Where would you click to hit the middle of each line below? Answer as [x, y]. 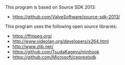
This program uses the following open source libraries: [61, 26]
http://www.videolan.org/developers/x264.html [61, 41]
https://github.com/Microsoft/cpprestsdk [54, 57]
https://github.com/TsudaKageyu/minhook [56, 52]
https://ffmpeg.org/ [32, 36]
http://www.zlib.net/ [33, 46]
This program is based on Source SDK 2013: [51, 7]
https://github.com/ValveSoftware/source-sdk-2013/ [66, 17]
